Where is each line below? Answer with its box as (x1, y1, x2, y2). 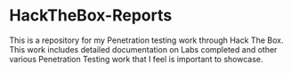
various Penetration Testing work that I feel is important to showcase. (9, 53, 264, 64)
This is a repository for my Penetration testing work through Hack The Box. (9, 35, 284, 45)
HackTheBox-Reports (9, 5, 173, 26)
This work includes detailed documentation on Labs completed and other (9, 44, 278, 54)
